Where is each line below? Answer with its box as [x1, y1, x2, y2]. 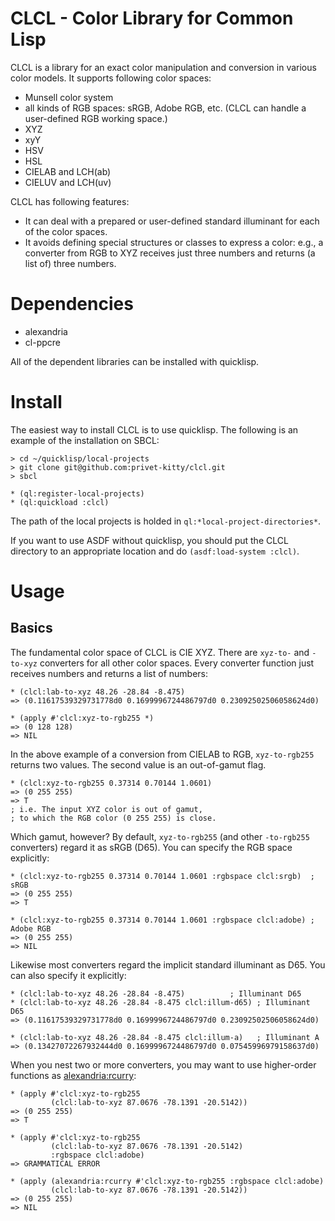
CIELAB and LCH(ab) [24, 165, 112, 177]
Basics [10, 620, 53, 637]
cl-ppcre [24, 336, 61, 348]
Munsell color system [24, 91, 114, 103]
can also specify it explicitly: [10, 969, 127, 981]
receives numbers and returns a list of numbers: [10, 667, 209, 679]
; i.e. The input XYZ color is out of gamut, [10, 804, 203, 814]
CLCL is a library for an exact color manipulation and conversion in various [10, 61, 317, 73]
